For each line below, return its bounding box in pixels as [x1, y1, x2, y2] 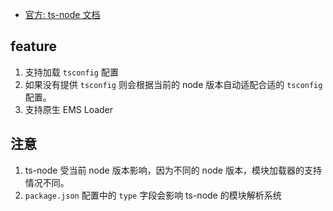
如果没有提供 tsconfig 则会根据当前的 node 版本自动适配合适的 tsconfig [24, 78, 323, 90]
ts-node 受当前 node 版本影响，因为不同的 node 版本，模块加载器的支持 [24, 164, 322, 176]
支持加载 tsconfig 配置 [24, 66, 119, 78]
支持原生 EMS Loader [24, 103, 114, 115]
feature [10, 38, 58, 55]
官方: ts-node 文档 [24, 9, 101, 20]
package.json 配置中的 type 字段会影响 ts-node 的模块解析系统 [24, 189, 282, 201]
